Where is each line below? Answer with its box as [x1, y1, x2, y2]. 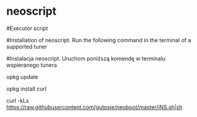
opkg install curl [6, 85, 47, 92]
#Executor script [6, 25, 48, 32]
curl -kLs [6, 97, 29, 104]
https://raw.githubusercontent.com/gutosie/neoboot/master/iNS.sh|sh [6, 103, 182, 111]
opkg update [6, 73, 39, 80]
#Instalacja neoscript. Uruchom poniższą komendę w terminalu [6, 55, 166, 62]
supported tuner [6, 43, 48, 50]
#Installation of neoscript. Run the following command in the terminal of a [6, 36, 191, 43]
